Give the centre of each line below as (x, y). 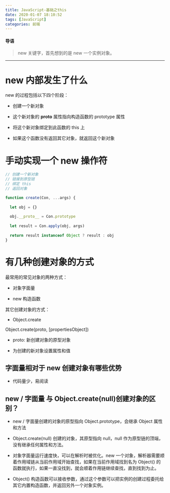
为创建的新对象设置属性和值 (41, 351)
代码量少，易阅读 (30, 381)
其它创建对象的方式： (27, 309)
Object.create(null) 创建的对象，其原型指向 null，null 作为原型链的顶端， (88, 438)
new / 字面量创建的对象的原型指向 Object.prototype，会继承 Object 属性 (88, 422)
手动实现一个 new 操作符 (56, 161)
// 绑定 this (18, 184)
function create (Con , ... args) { (40, 198)
